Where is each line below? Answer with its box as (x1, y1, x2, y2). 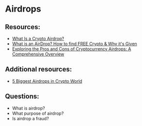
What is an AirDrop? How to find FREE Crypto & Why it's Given (12, 41, 137, 47)
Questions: (5, 92, 39, 101)
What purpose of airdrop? (12, 110, 64, 116)
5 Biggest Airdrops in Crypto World (12, 78, 83, 84)
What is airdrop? (12, 105, 45, 111)
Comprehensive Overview (12, 51, 65, 57)
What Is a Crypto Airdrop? (12, 36, 64, 41)
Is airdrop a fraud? (12, 115, 49, 121)
